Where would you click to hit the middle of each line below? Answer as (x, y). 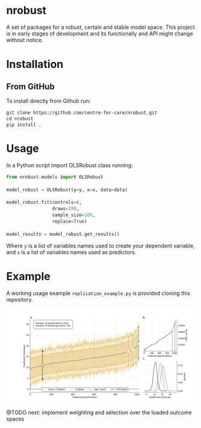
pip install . (24, 125)
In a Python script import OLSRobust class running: (70, 165)
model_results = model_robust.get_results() (63, 234)
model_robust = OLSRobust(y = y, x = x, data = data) (67, 190)
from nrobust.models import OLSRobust (55, 177)
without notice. (25, 40)
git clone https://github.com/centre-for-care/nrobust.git (82, 113)
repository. (20, 299)
